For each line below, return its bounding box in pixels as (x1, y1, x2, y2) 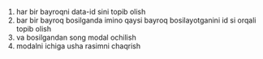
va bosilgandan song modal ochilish (15, 32, 136, 42)
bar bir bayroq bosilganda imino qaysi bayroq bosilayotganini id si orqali (15, 15, 257, 25)
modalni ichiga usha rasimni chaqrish (15, 41, 141, 51)
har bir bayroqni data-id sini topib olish (15, 7, 146, 16)
